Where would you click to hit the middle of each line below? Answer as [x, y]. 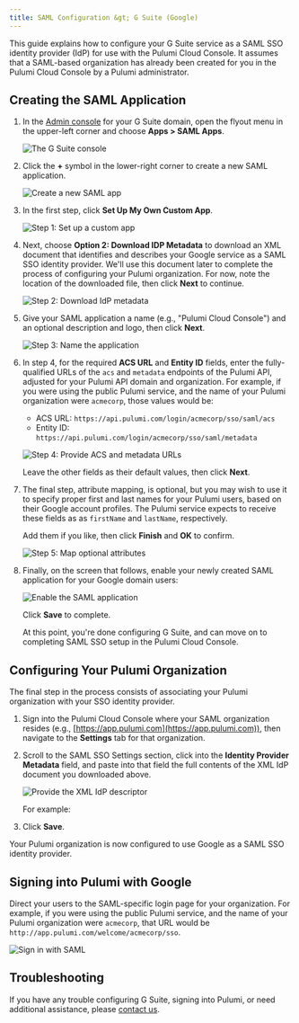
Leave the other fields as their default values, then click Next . [136, 472]
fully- [275, 363]
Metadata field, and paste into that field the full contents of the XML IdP [155, 765]
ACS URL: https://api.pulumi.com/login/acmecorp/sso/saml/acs [155, 418]
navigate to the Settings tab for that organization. [114, 738]
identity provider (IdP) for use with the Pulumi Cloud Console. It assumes [144, 53]
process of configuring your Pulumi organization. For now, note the [146, 274]
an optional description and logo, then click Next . [113, 328]
